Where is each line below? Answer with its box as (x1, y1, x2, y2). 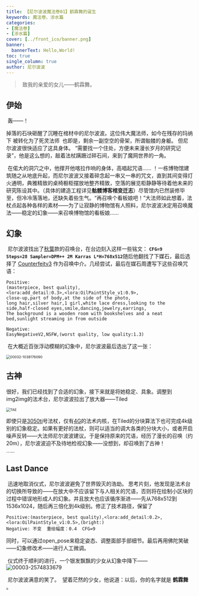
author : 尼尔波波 (6, 64, 46, 70)
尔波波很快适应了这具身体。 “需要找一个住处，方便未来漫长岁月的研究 (6, 145, 176, 152)
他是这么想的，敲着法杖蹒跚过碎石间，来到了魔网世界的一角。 (18, 152, 170, 159)
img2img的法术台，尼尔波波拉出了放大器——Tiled (6, 395, 128, 402)
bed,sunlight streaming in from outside (6, 316, 108, 322)
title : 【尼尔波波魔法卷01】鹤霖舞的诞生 (6, 8, 97, 15)
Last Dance (6, 463, 49, 473)
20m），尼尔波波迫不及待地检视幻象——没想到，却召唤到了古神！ (6, 440, 165, 447)
